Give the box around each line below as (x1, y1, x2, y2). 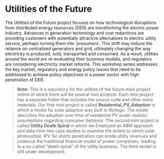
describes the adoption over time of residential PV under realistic (17, 112, 148, 118)
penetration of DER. (5, 77, 45, 83)
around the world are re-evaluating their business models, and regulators (5, 56, 152, 62)
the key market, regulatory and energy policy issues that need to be (5, 66, 141, 72)
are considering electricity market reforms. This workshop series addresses (5, 61, 158, 67)
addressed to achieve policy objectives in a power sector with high (5, 71, 139, 77)
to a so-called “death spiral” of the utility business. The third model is (17, 143, 156, 149)
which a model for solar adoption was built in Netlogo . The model (17, 107, 149, 113)
